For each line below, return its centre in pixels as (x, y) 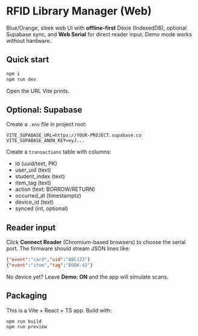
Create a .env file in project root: (46, 124)
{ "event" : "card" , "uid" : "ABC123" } (48, 260)
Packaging (27, 296)
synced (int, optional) (41, 208)
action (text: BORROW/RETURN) (55, 189)
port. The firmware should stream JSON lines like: (68, 248)
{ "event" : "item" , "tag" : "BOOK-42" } (50, 265)
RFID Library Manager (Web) (79, 11)
